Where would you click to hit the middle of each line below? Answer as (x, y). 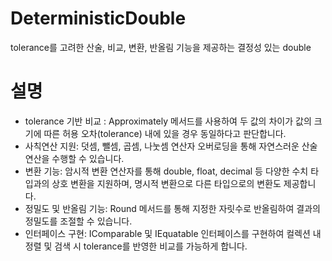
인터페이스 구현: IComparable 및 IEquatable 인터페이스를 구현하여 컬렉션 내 (173, 233)
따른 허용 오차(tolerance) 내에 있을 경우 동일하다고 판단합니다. (165, 133)
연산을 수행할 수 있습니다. (74, 158)
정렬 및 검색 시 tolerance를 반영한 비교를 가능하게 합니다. (136, 246)
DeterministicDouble (98, 18)
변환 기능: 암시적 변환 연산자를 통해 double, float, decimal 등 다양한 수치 (166, 171)
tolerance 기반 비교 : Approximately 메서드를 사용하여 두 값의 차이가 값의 (168, 121)
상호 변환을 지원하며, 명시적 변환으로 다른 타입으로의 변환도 (166, 183)
